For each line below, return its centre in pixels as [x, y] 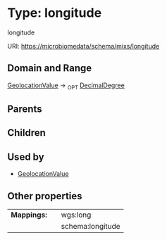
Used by [26, 157]
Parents [25, 109]
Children [26, 133]
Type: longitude [55, 13]
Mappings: [29, 215]
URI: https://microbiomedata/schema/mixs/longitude [83, 46]
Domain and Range [50, 68]
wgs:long [76, 215]
